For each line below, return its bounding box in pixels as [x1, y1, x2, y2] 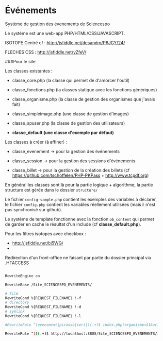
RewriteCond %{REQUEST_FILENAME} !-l [5, 314, 81, 319]
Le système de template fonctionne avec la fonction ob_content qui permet [5, 216, 154, 222]
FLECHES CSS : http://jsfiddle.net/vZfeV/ [5, 49, 86, 55]
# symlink [5, 309, 25, 314]
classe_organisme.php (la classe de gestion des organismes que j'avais [12, 96, 155, 102]
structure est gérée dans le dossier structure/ [5, 187, 98, 193]
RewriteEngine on [5, 273, 40, 278]
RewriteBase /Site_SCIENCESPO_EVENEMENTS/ [5, 282, 92, 287]
